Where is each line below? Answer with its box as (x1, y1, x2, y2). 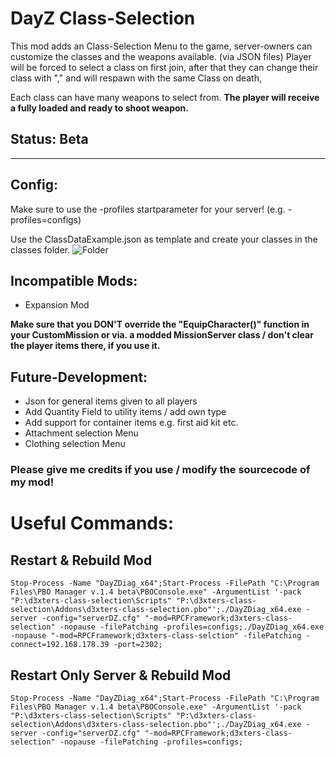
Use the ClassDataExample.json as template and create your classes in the (10, 233, 318, 245)
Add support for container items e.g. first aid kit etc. (24, 417, 239, 429)
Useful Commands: (10, 512, 175, 535)
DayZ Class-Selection (10, 7, 196, 30)
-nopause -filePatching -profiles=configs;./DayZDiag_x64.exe (59, 622, 325, 632)
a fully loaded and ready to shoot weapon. (10, 102, 189, 114)
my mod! (10, 475, 55, 489)
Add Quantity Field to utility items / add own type (24, 406, 227, 418)
